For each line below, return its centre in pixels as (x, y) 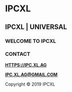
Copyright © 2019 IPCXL (30, 84)
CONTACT (18, 54)
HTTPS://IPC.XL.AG (26, 65)
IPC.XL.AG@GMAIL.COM (31, 74)
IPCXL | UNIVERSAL (36, 27)
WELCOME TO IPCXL (31, 41)
